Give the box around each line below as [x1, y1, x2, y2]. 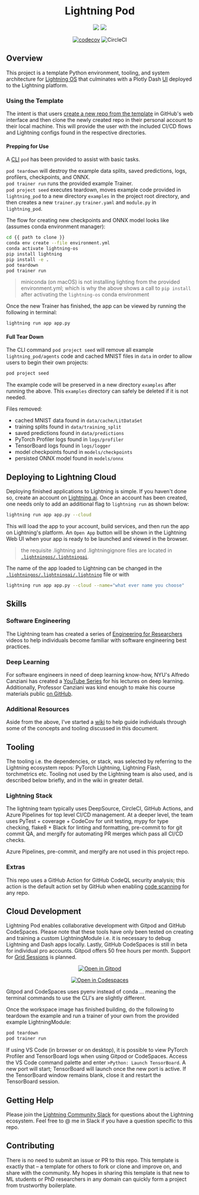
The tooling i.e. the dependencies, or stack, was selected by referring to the [6, 758, 192, 765]
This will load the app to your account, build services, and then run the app [6, 523, 189, 530]
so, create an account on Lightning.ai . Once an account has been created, [6, 494, 188, 502]
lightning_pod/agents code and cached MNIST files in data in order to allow [6, 352, 192, 360]
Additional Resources [6, 705, 70, 713]
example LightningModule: [6, 1019, 71, 1026]
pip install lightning [6, 251, 62, 257]
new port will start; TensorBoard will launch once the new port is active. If [6, 1065, 187, 1073]
